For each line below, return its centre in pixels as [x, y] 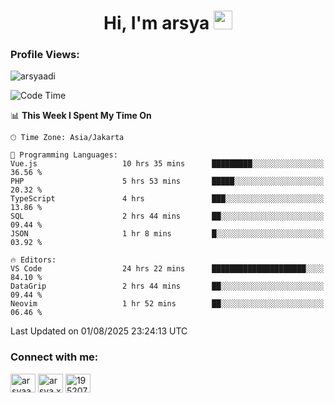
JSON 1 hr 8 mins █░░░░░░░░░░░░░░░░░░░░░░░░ [167, 234]
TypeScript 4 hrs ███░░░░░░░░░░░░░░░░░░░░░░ [167, 199]
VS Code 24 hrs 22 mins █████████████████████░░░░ [167, 269]
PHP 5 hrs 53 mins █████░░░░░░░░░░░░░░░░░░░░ [167, 181]
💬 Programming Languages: [64, 155]
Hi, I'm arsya [156, 23]
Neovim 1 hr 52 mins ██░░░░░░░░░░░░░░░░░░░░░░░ [167, 304]
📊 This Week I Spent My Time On [81, 116]
